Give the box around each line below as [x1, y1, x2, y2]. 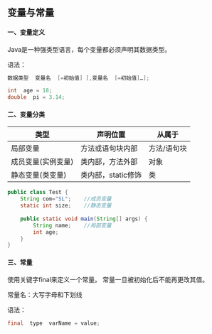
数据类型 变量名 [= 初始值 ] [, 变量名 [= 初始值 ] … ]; [7, 74, 150, 82]
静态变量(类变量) [11, 170, 67, 180]
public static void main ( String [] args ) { [20, 215, 148, 222]
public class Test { [7, 189, 69, 196]
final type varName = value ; [7, 319, 100, 327]
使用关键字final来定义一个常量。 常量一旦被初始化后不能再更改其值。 [7, 275, 209, 284]
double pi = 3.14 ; [7, 94, 65, 101]
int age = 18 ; [7, 87, 53, 95]
